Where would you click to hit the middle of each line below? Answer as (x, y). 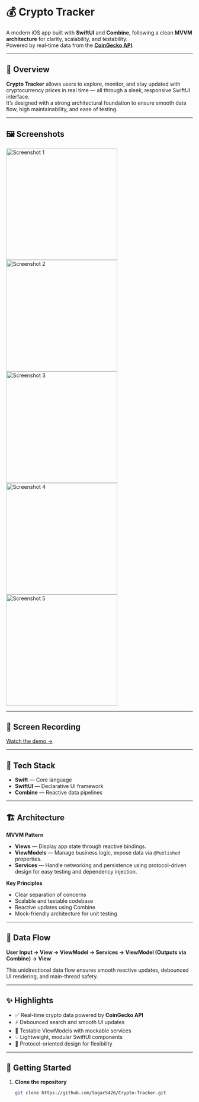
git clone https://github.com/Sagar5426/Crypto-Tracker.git (90, 1093)
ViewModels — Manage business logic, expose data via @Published (97, 853)
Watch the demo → (30, 741)
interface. (18, 96)
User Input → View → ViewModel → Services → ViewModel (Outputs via (96, 952)
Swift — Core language (43, 780)
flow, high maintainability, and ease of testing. (62, 109)
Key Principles (24, 883)
